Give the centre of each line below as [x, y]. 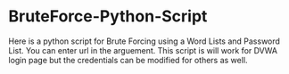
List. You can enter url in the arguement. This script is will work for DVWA [143, 50]
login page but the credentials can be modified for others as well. [128, 60]
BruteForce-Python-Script [108, 16]
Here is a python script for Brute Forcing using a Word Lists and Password [144, 41]
